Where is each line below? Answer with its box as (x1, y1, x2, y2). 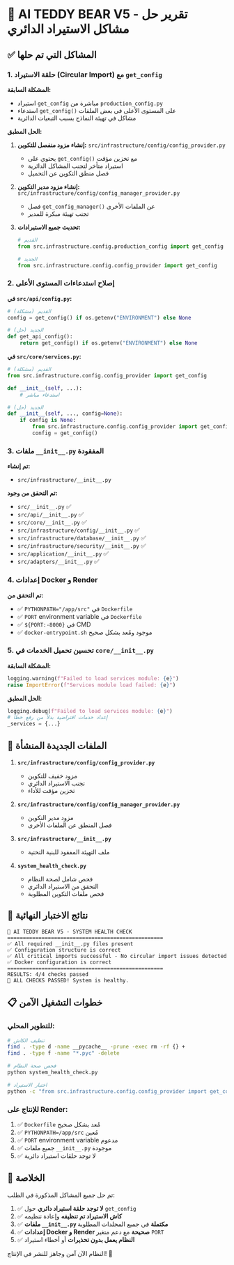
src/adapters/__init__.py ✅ (17, 557, 100, 566)
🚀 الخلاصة (7, 1172, 45, 1184)
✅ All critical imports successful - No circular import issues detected (7, 952, 228, 959)
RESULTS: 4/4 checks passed (7, 971, 89, 977)
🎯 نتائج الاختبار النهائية (7, 910, 88, 922)
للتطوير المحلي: (7, 1021, 55, 1031)
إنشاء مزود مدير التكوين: (17, 182, 80, 191)
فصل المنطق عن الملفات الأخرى (27, 821, 113, 829)
